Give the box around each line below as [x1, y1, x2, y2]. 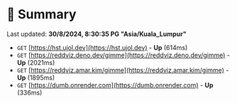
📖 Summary [6, 6, 77, 23]
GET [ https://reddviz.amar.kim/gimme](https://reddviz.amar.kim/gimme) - [16, 66, 229, 74]
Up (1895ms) [16, 73, 55, 82]
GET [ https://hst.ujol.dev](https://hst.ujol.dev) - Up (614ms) [16, 43, 188, 51]
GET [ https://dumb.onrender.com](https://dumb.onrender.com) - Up [16, 80, 214, 89]
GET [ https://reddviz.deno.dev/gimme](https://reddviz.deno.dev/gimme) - [16, 51, 231, 59]
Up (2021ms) [16, 58, 55, 66]
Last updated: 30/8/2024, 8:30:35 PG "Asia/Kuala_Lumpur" [6, 30, 187, 38]
